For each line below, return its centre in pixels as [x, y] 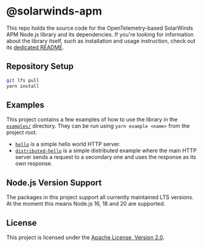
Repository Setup [40, 66]
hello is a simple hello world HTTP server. [68, 144]
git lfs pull [23, 80]
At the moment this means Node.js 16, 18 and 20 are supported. [86, 204]
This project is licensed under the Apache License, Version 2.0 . [85, 237]
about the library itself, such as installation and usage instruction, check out [101, 41]
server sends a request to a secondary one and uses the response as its [105, 157]
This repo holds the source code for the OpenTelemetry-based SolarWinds [100, 28]
